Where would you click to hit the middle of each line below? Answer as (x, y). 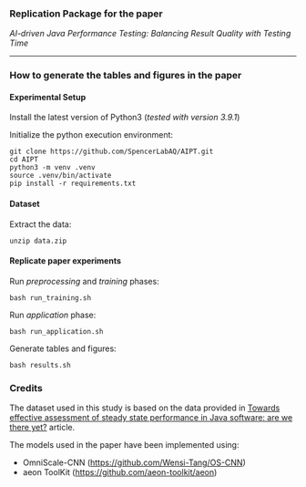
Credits (26, 388)
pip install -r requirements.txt (73, 184)
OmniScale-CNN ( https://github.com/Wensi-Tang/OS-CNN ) (134, 462)
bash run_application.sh (56, 331)
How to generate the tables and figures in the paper (126, 76)
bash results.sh (40, 365)
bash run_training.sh (51, 298)
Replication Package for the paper (86, 14)
